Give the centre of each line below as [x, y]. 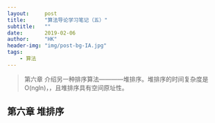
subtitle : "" [29, 26]
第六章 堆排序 [36, 112]
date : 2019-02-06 [42, 33]
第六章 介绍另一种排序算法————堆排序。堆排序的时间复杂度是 [116, 79]
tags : [15, 53]
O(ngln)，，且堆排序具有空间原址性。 [76, 88]
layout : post [32, 13]
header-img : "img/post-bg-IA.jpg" [57, 46]
